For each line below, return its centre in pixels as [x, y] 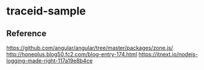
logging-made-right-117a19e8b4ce [50, 61]
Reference [26, 33]
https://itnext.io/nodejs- [168, 54]
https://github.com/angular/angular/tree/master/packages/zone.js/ [90, 48]
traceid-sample [46, 11]
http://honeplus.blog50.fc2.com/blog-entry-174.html [72, 54]
